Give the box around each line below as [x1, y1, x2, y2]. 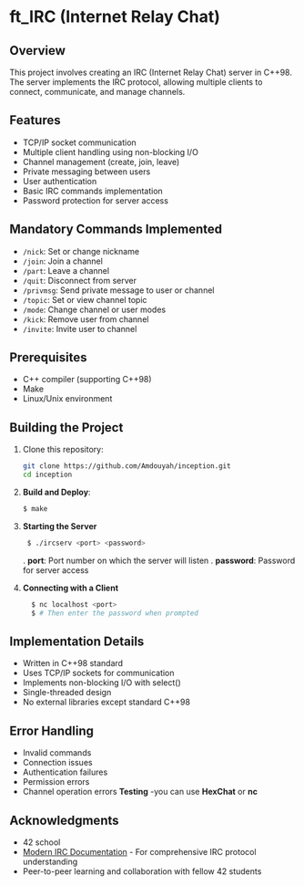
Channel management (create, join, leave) [22, 156, 180, 167]
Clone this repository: [22, 444, 104, 455]
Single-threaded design [22, 687, 112, 698]
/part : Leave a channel [22, 265, 110, 276]
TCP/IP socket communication [22, 137, 137, 148]
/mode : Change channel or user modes [22, 304, 167, 315]
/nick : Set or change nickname [22, 245, 139, 256]
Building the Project [9, 420, 124, 435]
